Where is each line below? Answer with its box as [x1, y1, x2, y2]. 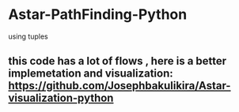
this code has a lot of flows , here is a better [8, 54, 227, 68]
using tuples [8, 32, 49, 41]
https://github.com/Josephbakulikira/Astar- [8, 79, 231, 92]
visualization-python [8, 91, 114, 105]
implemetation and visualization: [8, 67, 173, 80]
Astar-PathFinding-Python [8, 6, 188, 24]
